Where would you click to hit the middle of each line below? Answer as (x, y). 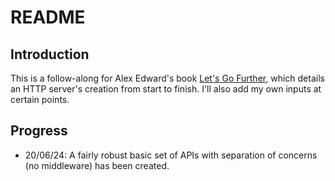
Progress (39, 131)
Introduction (50, 54)
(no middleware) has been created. (97, 165)
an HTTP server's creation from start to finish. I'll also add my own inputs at (166, 89)
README (48, 17)
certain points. (40, 99)
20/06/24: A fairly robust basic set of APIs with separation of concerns (171, 155)
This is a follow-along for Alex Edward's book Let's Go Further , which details (167, 78)
